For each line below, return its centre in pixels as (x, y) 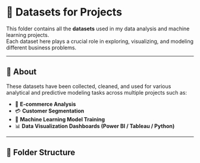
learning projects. (28, 35)
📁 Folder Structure (41, 153)
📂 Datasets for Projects (64, 12)
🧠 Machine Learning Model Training (60, 119)
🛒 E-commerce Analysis (45, 104)
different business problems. (41, 48)
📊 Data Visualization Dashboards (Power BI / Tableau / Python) (95, 126)
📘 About (21, 72)
